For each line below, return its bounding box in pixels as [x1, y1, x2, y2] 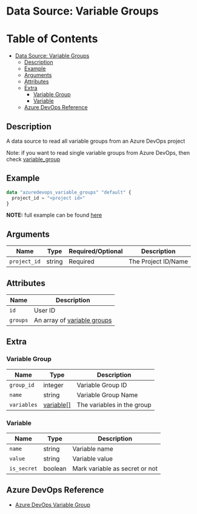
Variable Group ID [76, 380, 127, 389]
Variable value [72, 454, 113, 462]
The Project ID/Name [129, 257, 189, 266]
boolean [43, 464, 67, 473]
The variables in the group [76, 401, 152, 409]
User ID [34, 306, 56, 314]
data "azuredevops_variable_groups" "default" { [6, 189, 132, 195]
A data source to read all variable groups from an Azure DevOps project [6, 137, 185, 144]
